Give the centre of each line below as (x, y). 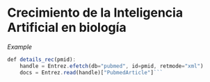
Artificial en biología (67, 27)
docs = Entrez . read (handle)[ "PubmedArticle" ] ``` (91, 72)
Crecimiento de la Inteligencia (95, 13)
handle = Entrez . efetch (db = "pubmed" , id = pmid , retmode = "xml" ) (112, 66)
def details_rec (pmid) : (42, 59)
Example (20, 47)
